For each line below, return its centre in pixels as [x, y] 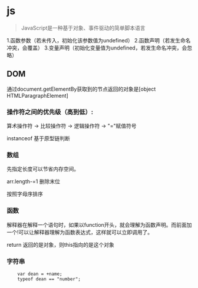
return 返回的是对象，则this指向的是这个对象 [60, 244]
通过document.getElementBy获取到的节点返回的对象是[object [81, 89]
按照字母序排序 [25, 194]
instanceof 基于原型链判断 [38, 138]
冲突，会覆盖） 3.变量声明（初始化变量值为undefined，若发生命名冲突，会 [97, 48]
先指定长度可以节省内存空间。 [43, 169]
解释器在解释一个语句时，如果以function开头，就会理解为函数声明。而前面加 [99, 224]
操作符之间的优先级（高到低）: [50, 112]
